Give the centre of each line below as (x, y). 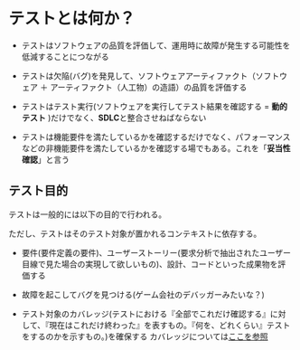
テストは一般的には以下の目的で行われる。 (88, 214)
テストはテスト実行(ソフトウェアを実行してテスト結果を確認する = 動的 (155, 106)
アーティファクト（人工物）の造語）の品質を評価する (149, 87)
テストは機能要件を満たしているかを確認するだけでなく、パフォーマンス (156, 137)
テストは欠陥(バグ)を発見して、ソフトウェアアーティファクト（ (139, 76)
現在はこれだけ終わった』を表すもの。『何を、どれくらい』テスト (169, 325)
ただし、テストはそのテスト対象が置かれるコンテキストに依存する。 (135, 233)
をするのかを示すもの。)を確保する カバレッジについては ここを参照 (145, 336)
